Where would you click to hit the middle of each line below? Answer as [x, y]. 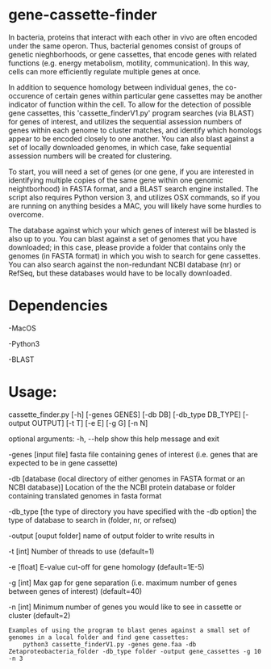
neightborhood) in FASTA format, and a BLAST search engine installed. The [133, 188]
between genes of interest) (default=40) [75, 591]
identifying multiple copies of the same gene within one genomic [116, 180]
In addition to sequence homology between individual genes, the [116, 87]
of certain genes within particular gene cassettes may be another [154, 95]
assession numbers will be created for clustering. [90, 156]
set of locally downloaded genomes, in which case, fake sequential [120, 147]
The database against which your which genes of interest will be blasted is [132, 230]
